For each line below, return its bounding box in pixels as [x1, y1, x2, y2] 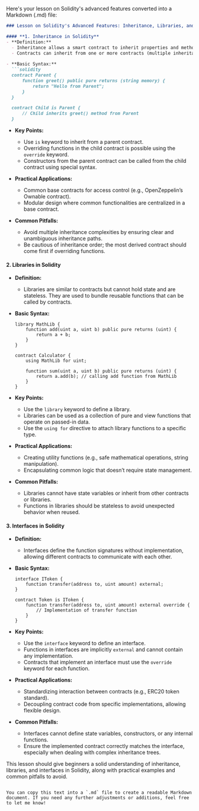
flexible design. [23, 707, 61, 714]
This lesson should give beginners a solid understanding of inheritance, [6, 760, 181, 768]
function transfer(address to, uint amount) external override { [25, 602, 191, 608]
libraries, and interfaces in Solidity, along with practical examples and [6, 766, 176, 774]
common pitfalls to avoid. [6, 773, 68, 780]
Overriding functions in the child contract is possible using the [23, 145, 176, 152]
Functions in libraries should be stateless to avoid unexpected [23, 502, 175, 510]
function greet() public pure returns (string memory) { [21, 77, 166, 84]
